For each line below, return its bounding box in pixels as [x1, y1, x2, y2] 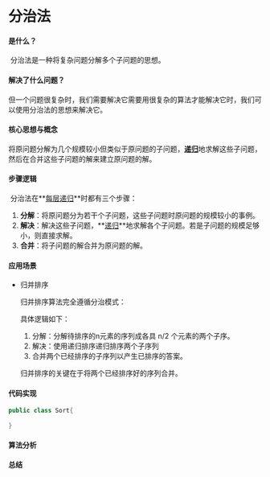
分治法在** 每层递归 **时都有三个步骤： [10, 194, 137, 203]
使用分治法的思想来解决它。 [14, 105, 107, 114]
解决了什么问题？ [8, 75, 65, 84]
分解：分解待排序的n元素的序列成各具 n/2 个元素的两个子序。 [31, 331, 235, 341]
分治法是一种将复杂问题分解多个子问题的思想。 [10, 56, 166, 65]
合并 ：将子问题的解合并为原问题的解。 [19, 241, 147, 250]
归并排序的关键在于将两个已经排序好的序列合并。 [19, 368, 182, 378]
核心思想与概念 [8, 125, 58, 134]
